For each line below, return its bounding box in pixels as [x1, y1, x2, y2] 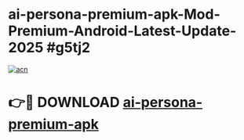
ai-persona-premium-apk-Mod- [8, 5, 221, 23]
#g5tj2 [46, 39, 91, 56]
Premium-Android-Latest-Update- [8, 22, 237, 40]
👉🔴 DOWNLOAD [8, 94, 120, 111]
